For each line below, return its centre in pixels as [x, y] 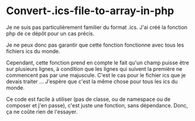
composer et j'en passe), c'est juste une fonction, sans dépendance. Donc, [97, 105]
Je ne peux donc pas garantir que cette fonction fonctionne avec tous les [95, 45]
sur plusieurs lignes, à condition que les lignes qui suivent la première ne [94, 68]
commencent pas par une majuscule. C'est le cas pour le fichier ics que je [96, 75]
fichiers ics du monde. [33, 51]
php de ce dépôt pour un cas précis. [50, 33]
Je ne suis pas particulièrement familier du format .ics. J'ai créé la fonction [97, 27]
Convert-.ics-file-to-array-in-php [90, 11]
